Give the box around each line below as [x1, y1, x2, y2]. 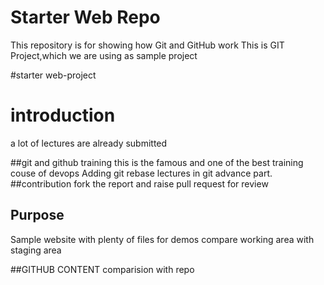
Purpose [10, 207, 65, 224]
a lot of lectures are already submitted [10, 137, 168, 149]
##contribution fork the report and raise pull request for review [10, 177, 269, 190]
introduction [10, 104, 116, 127]
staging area [10, 244, 62, 256]
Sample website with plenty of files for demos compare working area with [10, 233, 315, 245]
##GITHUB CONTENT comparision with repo [10, 263, 195, 275]
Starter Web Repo [10, 6, 161, 29]
